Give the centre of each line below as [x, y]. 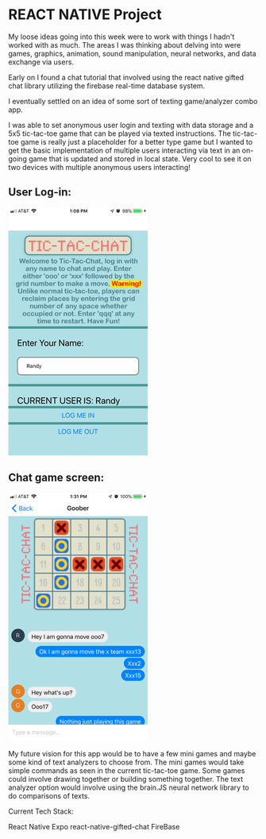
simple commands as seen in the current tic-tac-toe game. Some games [127, 770]
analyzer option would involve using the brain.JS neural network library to [129, 787]
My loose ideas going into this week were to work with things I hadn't [121, 37]
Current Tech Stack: [41, 811]
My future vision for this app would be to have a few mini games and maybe [132, 753]
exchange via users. [41, 62]
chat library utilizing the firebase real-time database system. [107, 86]
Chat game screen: [56, 478]
